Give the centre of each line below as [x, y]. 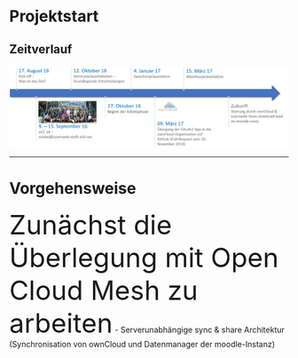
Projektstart [54, 16]
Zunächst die [91, 225]
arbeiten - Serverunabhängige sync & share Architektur [147, 323]
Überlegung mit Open [144, 258]
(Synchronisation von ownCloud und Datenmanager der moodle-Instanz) [142, 345]
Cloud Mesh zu [104, 290]
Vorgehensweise [73, 189]
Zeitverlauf [41, 49]
